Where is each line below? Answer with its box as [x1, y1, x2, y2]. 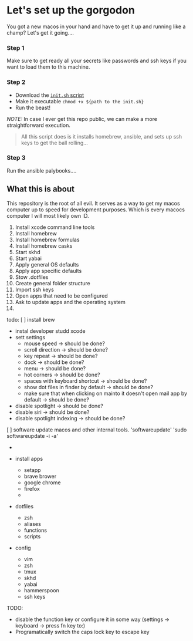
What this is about [6, 184, 75, 194]
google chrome [23, 479, 61, 486]
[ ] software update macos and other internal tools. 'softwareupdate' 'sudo [6, 426, 187, 433]
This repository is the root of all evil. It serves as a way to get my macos [6, 200, 181, 207]
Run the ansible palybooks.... [6, 167, 77, 174]
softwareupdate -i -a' [6, 432, 58, 439]
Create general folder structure [15, 279, 90, 286]
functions [23, 527, 48, 534]
